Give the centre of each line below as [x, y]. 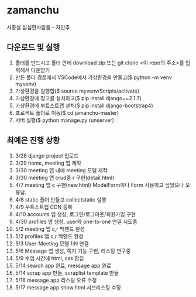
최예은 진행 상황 [33, 140]
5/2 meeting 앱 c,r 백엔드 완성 [50, 228]
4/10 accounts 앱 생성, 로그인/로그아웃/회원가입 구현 [75, 214]
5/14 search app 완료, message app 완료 [63, 265]
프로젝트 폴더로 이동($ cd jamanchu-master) [67, 112]
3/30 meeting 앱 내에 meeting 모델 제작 [61, 170]
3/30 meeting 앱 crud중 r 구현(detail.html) [65, 177]
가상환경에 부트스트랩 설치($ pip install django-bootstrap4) [84, 105]
